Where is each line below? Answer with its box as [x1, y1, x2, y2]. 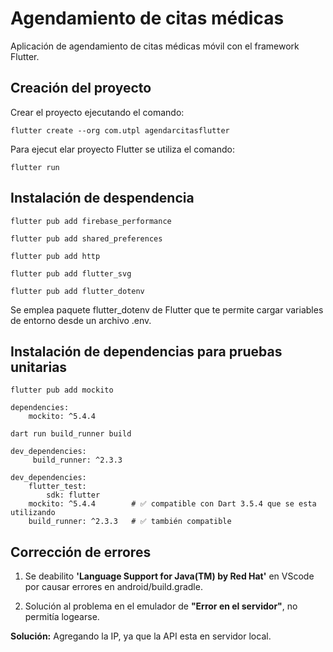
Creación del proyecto [10, 80, 152, 97]
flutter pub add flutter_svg [10, 268, 132, 279]
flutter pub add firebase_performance [10, 216, 172, 226]
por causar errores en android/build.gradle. [24, 581, 203, 593]
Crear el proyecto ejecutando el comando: [10, 106, 185, 118]
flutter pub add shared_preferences [10, 233, 163, 244]
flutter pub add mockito [10, 385, 114, 396]
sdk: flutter [46, 490, 101, 501]
